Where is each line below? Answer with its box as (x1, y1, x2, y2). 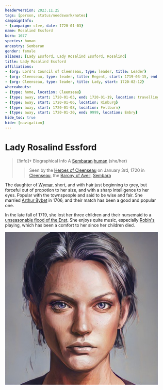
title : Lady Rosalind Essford (5, 59, 66, 64)
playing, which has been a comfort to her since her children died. (5, 222, 135, 228)
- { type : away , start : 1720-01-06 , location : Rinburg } (5, 100, 118, 105)
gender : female (5, 49, 36, 53)
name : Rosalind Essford (5, 28, 53, 33)
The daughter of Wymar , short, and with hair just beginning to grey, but (5, 182, 147, 188)
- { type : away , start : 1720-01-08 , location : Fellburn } (5, 105, 120, 110)
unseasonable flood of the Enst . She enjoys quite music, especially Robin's (5, 217, 155, 223)
